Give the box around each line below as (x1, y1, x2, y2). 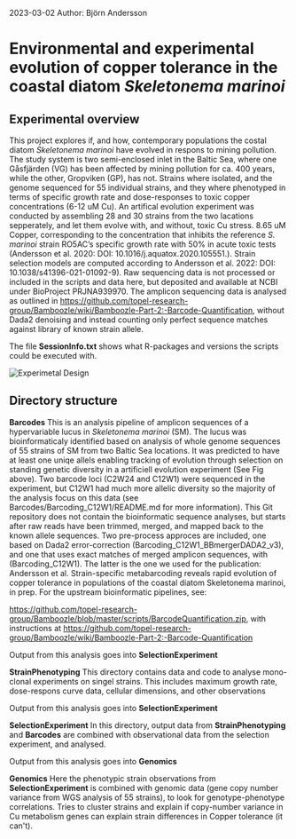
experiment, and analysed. (9, 739, 106, 749)
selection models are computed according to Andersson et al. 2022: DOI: (9, 257, 277, 268)
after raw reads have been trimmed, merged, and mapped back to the (9, 520, 264, 531)
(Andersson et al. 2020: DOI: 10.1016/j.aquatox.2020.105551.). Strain (9, 249, 256, 258)
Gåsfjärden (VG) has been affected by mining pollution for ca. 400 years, (9, 163, 276, 174)
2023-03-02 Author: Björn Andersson (9, 8, 148, 18)
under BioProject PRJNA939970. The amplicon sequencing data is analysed (9, 286, 287, 297)
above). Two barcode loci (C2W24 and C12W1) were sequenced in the (9, 473, 266, 484)
